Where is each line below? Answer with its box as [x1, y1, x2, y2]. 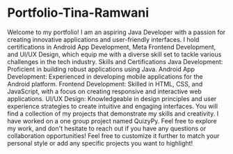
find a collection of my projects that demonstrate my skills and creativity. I [7, 109, 219, 118]
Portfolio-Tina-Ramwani [7, 5, 150, 21]
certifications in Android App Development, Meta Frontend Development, [7, 43, 216, 51]
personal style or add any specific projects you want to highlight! [7, 139, 193, 147]
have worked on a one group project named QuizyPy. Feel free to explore [7, 116, 217, 125]
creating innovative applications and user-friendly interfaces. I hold [7, 35, 200, 43]
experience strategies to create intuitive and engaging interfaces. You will [7, 102, 218, 110]
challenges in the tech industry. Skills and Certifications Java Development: [7, 57, 223, 66]
